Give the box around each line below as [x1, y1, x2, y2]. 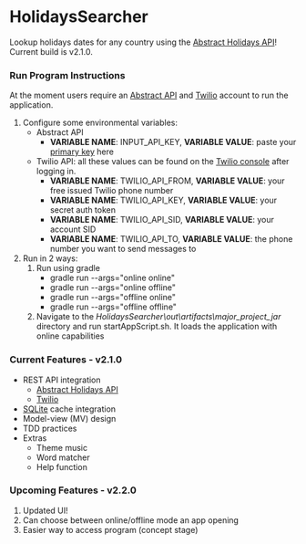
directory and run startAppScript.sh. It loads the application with [36, 321, 278, 332]
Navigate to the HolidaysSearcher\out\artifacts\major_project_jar [36, 311, 281, 322]
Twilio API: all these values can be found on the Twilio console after [36, 156, 290, 167]
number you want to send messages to [49, 244, 197, 255]
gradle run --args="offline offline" [49, 301, 178, 312]
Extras [22, 432, 47, 444]
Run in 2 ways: [22, 253, 78, 264]
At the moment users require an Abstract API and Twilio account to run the [9, 89, 289, 101]
